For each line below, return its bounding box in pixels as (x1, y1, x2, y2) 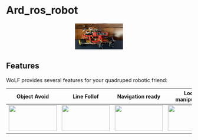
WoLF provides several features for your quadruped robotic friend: (6, 76, 168, 83)
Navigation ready (117, 93, 161, 100)
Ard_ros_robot (6, 4, 78, 17)
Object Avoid (16, 93, 49, 100)
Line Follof (72, 93, 99, 100)
